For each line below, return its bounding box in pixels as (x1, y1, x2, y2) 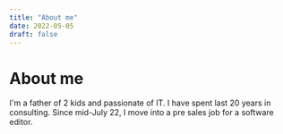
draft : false (9, 29, 58, 38)
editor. (9, 117, 33, 128)
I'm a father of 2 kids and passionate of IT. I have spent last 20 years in (9, 97, 271, 108)
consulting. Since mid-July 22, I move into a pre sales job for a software (9, 107, 275, 118)
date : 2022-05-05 (9, 21, 74, 30)
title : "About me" (9, 13, 78, 22)
